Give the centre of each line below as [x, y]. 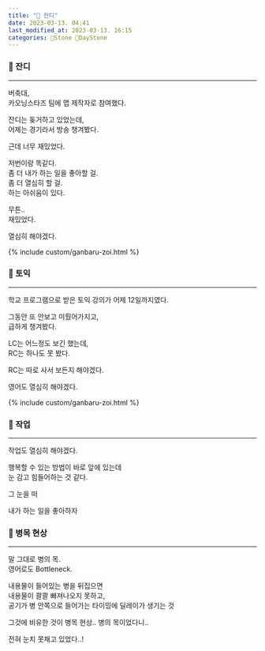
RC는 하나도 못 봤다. [39, 353]
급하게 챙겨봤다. [33, 326]
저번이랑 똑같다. [33, 163]
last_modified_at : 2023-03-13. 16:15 [70, 30]
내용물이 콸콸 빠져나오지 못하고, [57, 596]
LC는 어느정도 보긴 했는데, [49, 343]
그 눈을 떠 [23, 494]
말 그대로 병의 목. [35, 559]
